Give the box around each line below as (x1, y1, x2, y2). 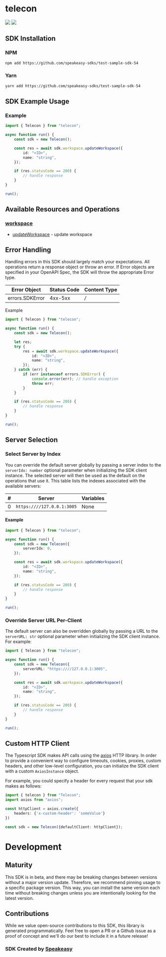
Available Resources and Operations (5, 205, 120, 214)
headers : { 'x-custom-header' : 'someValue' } (14, 811, 106, 816)
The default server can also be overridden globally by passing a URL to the (5, 628, 159, 634)
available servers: (5, 483, 41, 489)
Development (5, 841, 62, 852)
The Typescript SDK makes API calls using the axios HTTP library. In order (5, 752, 157, 759)
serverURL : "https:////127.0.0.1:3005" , (23, 666, 108, 671)
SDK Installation (5, 34, 56, 43)
